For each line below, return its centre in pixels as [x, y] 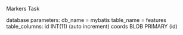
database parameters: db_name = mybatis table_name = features [86, 20]
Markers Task [23, 9]
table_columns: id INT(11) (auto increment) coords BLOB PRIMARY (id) [92, 26]
